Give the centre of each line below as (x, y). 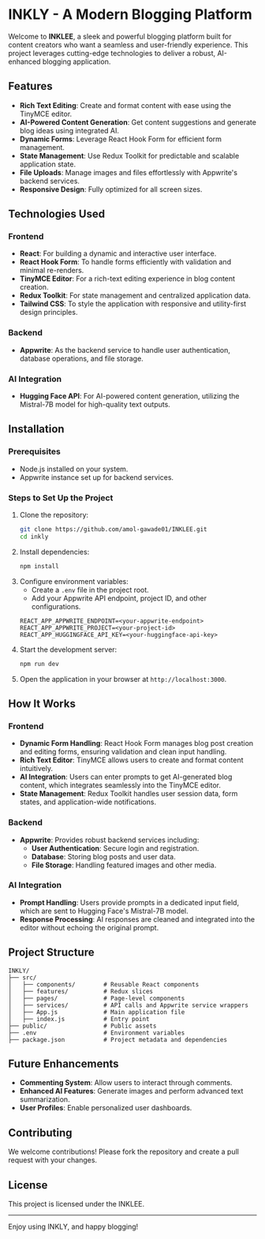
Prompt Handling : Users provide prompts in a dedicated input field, (129, 902)
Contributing (40, 1133)
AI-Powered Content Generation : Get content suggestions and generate (138, 122)
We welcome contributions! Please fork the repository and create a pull (123, 1152)
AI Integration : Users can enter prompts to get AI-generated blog (126, 777)
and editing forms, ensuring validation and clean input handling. (123, 752)
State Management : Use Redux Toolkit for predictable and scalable (129, 155)
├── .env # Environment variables (97, 1033)
